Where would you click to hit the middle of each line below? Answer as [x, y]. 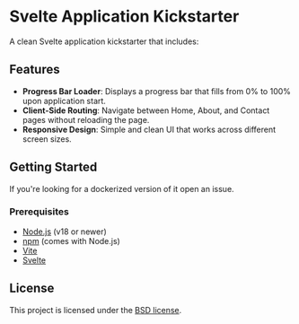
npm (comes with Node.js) [71, 241]
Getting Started [53, 167]
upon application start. [64, 101]
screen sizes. [47, 139]
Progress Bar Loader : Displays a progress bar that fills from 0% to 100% [157, 91]
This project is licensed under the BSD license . [96, 310]
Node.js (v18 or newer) [65, 232]
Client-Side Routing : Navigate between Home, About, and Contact [146, 110]
